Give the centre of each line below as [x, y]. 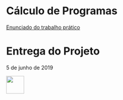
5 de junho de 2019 [30, 67]
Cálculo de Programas [62, 11]
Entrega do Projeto [53, 51]
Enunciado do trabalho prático [43, 27]
